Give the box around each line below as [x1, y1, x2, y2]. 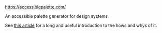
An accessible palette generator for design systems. [5, 13, 109, 19]
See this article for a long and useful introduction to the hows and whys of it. [5, 22, 157, 28]
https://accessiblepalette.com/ [5, 4, 66, 10]
